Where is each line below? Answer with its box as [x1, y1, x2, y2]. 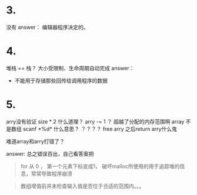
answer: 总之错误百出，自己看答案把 [6, 150, 94, 157]
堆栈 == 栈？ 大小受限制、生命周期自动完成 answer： [6, 64, 135, 71]
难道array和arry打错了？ [6, 138, 65, 145]
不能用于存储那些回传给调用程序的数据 [14, 77, 108, 84]
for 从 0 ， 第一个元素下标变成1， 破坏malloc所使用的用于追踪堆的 [20, 162, 180, 170]
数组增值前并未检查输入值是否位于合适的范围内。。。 [20, 182, 145, 189]
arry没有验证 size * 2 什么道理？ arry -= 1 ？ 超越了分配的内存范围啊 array [6, 118, 185, 125]
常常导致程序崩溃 [31, 170, 72, 177]
